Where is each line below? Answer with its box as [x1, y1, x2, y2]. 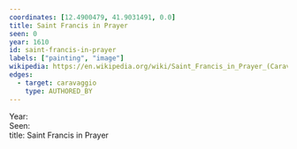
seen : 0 [9, 29, 38, 38]
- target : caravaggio [17, 78, 97, 87]
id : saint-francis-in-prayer [9, 46, 117, 55]
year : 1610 [9, 37, 49, 47]
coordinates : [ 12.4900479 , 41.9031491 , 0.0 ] [9, 12, 176, 22]
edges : [9, 71, 34, 79]
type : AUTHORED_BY [25, 86, 93, 95]
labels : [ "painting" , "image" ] [9, 54, 125, 63]
